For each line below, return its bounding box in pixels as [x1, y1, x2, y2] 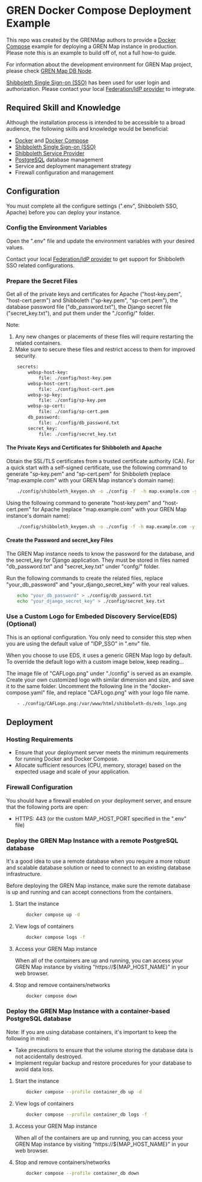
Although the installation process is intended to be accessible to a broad [6, 119, 185, 126]
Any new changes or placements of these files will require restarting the [14, 333, 194, 340]
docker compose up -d [26, 912, 80, 918]
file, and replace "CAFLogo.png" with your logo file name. [46, 689, 189, 696]
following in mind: [6, 1034, 50, 1042]
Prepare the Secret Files [6, 276, 78, 285]
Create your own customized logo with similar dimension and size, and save [6, 676, 194, 683]
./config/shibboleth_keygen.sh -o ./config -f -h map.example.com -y [17, 523, 195, 530]
